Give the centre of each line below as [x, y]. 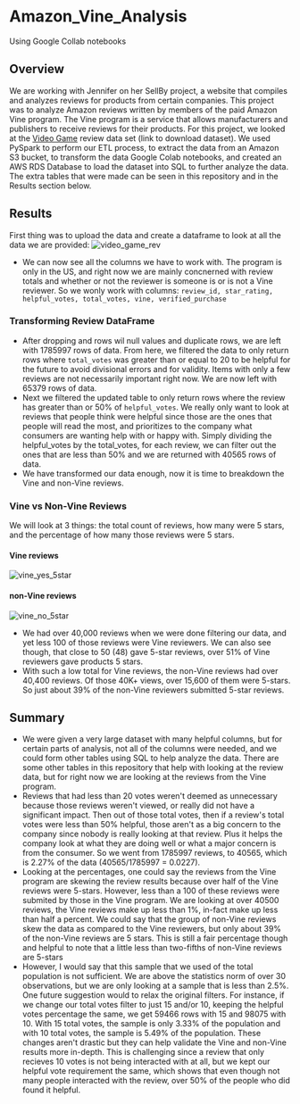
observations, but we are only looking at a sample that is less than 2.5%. [155, 986]
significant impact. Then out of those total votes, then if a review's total [153, 815]
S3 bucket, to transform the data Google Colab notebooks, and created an [146, 157]
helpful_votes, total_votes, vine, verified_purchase [124, 299]
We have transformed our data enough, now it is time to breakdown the [153, 473]
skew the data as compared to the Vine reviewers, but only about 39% [152, 929]
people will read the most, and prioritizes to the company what [137, 426]
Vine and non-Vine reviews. [73, 483]
